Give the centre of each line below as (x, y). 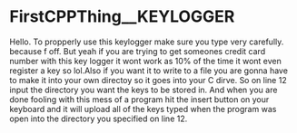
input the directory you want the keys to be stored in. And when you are (144, 90)
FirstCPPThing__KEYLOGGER (122, 17)
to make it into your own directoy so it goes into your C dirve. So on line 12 (148, 80)
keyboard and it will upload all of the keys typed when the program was (143, 109)
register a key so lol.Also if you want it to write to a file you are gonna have (149, 71)
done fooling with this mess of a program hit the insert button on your (139, 99)
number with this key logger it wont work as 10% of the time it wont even (145, 61)
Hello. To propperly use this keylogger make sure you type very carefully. (147, 42)
